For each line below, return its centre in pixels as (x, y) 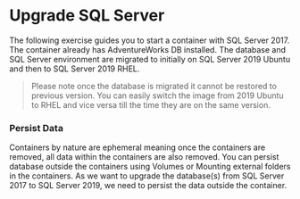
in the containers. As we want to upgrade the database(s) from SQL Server (147, 176)
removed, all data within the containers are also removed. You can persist (144, 157)
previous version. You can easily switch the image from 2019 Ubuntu (157, 95)
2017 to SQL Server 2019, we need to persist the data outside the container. (148, 186)
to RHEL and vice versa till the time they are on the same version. (150, 104)
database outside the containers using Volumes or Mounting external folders (150, 167)
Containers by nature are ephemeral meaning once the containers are (137, 147)
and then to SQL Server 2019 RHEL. (75, 69)
